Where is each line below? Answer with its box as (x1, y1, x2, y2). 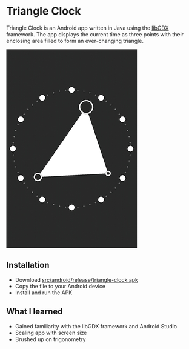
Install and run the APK (15, 289, 73, 296)
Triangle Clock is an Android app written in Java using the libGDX (6, 24, 169, 32)
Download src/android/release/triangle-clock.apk (15, 276, 138, 283)
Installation (6, 260, 50, 270)
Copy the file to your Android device (15, 282, 106, 290)
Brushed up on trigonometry (15, 335, 86, 343)
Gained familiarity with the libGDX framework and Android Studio (15, 322, 177, 330)
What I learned (6, 307, 63, 317)
